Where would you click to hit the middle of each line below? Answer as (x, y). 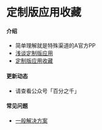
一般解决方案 (31, 120)
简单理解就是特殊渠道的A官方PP (55, 46)
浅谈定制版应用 (34, 53)
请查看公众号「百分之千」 (47, 91)
